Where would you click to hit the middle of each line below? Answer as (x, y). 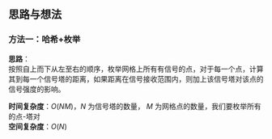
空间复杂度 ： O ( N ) (38, 126)
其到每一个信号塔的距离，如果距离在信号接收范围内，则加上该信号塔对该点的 (136, 78)
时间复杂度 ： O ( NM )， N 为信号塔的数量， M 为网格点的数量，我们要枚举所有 (135, 106)
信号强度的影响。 (37, 89)
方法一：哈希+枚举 (45, 40)
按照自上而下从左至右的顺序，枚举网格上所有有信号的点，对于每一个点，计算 (136, 69)
